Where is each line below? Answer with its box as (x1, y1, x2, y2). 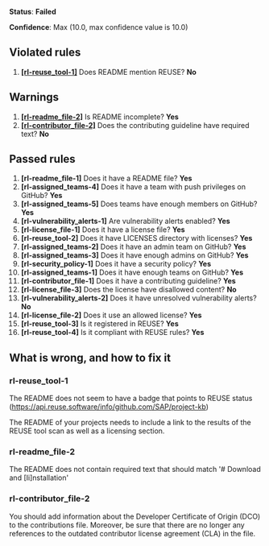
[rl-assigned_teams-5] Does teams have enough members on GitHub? (20, 199, 258, 209)
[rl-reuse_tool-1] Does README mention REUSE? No (20, 67, 197, 77)
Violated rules (9, 46, 81, 60)
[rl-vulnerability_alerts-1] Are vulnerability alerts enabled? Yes (20, 217, 230, 226)
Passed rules (9, 152, 76, 166)
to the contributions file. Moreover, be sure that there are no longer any (9, 519, 245, 530)
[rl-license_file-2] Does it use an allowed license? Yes (20, 310, 202, 321)
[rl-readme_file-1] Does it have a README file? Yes (20, 173, 192, 184)
